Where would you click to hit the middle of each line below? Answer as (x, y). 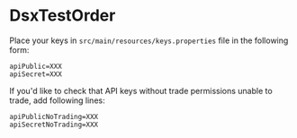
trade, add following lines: (57, 100)
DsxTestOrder (63, 16)
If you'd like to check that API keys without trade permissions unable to (141, 91)
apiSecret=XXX (36, 74)
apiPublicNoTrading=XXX (54, 116)
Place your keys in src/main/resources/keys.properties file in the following (149, 40)
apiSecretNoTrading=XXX (54, 125)
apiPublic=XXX (36, 66)
